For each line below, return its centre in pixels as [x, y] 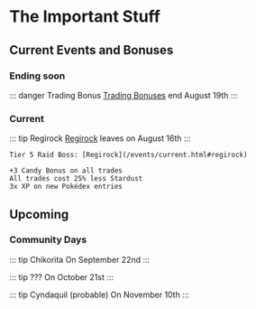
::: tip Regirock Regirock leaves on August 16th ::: [100, 138]
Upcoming [39, 214]
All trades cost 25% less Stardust [76, 179]
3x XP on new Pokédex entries [66, 187]
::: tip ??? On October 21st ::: [62, 276]
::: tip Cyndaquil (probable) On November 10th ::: [99, 295]
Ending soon [37, 76]
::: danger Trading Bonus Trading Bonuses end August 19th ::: [123, 95]
